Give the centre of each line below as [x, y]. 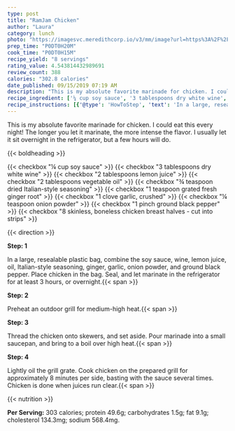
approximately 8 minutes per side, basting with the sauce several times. [111, 378]
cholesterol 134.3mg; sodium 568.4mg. [64, 420]
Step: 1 [17, 246]
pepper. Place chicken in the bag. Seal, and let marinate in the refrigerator [114, 274]
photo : [17, 40]
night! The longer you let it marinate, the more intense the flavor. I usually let [117, 132]
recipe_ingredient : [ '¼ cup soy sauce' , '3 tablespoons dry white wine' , [117, 99]
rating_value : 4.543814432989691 [56, 66]
